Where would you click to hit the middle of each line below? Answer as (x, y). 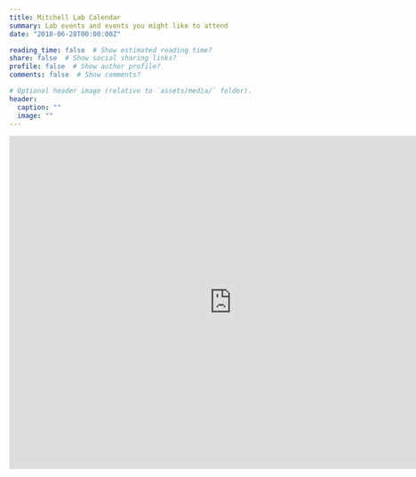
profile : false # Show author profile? (85, 67)
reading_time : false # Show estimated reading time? (111, 50)
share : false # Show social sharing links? (93, 59)
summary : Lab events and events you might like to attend (119, 26)
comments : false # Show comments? (75, 75)
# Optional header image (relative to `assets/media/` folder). (131, 91)
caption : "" (40, 107)
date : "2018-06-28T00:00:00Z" (65, 34)
